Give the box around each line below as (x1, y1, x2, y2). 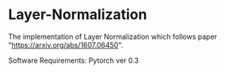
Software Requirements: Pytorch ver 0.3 (8, 56, 139, 65)
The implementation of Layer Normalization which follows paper (8, 32, 218, 41)
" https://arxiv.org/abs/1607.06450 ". (8, 40, 124, 49)
